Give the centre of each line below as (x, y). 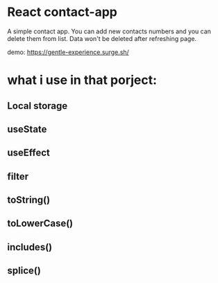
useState (27, 129)
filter (18, 177)
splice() (24, 271)
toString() (29, 200)
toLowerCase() (40, 224)
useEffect (29, 153)
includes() (30, 247)
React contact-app (62, 12)
